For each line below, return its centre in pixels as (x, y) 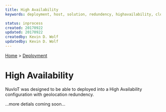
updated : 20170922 (24, 33)
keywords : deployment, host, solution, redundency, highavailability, (79, 14)
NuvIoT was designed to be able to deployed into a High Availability (74, 89)
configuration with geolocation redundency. (50, 94)
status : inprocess (24, 23)
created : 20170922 (24, 28)
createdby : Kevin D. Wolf (32, 37)
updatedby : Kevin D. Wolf (32, 42)
